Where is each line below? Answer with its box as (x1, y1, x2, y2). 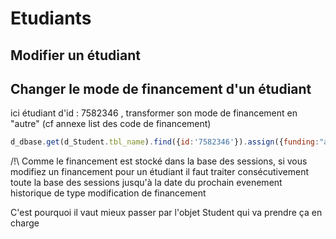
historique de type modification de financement (10, 187, 207, 199)
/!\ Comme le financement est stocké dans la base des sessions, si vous (10, 155, 308, 167)
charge (10, 217, 40, 229)
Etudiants (10, 7, 92, 30)
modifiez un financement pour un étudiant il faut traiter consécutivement (10, 166, 309, 178)
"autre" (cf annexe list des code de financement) (10, 118, 212, 130)
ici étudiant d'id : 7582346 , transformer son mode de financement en (10, 107, 298, 119)
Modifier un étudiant (10, 47, 141, 64)
